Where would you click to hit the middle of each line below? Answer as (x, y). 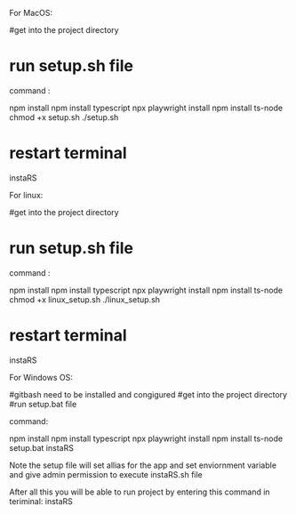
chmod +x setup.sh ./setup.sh (64, 117)
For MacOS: (31, 13)
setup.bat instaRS (41, 447)
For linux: (26, 195)
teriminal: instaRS (41, 501)
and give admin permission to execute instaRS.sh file (106, 474)
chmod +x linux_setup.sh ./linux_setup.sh (85, 299)
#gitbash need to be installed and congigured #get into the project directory (148, 394)
